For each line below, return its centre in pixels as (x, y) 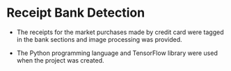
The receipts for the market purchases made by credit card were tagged (120, 32)
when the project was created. (60, 60)
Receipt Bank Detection (76, 13)
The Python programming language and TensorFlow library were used (117, 53)
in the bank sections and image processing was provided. (99, 39)
